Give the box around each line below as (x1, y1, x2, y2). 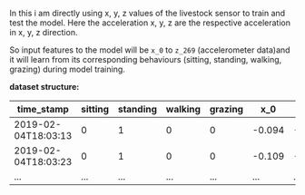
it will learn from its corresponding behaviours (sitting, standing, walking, (9, 54, 282, 64)
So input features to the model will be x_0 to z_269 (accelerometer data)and (9, 44, 290, 55)
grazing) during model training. (9, 63, 125, 74)
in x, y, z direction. (9, 27, 78, 37)
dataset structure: (9, 82, 80, 92)
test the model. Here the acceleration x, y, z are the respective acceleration (9, 17, 290, 28)
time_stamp (16, 103, 70, 115)
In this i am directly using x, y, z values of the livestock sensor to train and (9, 8, 286, 18)
